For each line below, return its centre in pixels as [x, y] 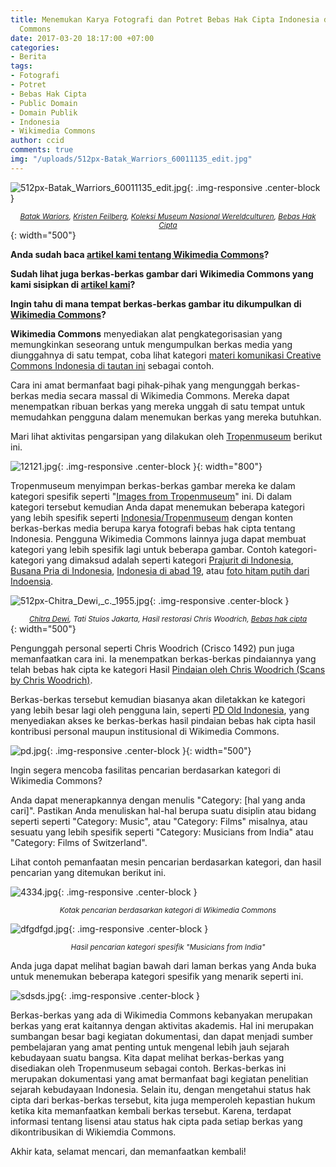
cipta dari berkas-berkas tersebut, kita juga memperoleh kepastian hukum [163, 1100]
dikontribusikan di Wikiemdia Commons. [93, 1132]
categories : [35, 47]
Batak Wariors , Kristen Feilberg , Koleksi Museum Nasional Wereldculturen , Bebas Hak [168, 216]
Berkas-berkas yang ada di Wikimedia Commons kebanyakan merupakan [161, 1015]
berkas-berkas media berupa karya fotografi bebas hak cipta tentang [153, 528]
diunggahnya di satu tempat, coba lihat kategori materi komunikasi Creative [166, 355]
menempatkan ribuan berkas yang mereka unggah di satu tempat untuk [158, 406]
